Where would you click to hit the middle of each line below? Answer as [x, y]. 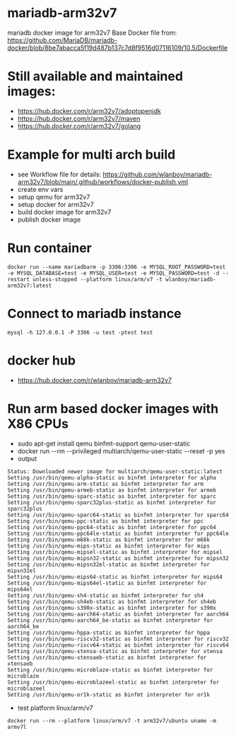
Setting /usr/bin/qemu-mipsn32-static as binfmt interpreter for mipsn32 [118, 558]
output [27, 458]
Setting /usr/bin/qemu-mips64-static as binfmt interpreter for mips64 [115, 577]
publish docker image [49, 219]
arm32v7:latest [30, 285]
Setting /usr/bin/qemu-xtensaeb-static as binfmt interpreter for [107, 657]
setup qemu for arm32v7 [54, 197]
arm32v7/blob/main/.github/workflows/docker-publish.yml [103, 181]
